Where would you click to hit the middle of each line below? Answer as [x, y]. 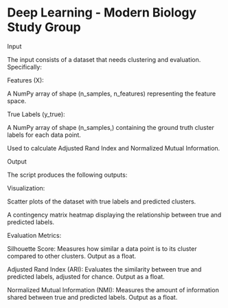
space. [17, 100]
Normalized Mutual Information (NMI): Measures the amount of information [113, 289]
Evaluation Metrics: [34, 235]
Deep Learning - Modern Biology [102, 13]
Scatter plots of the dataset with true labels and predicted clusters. [102, 201]
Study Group [44, 27]
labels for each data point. [44, 135]
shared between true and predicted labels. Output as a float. [92, 297]
